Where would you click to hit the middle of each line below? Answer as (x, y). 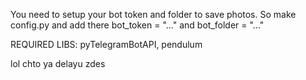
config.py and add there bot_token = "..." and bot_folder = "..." (137, 25)
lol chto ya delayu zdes (58, 63)
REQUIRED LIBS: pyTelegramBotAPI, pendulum (106, 44)
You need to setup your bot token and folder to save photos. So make (153, 14)
